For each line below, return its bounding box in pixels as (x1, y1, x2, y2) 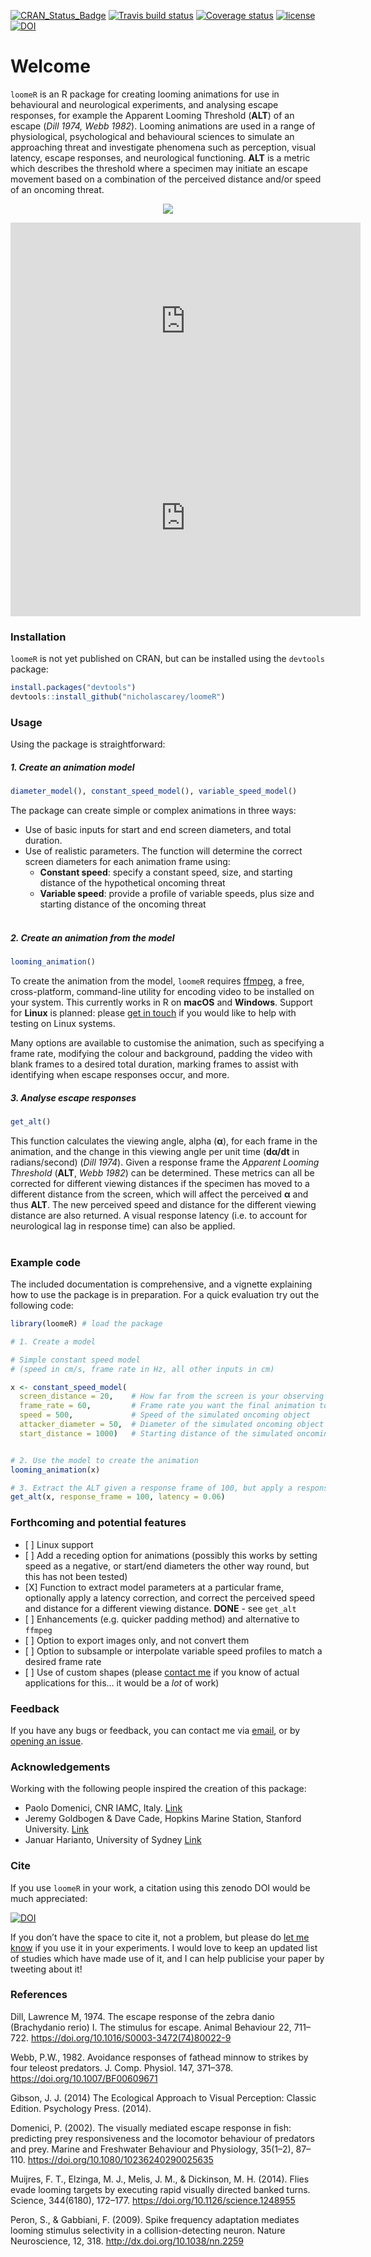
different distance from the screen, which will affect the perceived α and (10, 1188, 309, 1200)
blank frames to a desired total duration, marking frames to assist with (10, 1058, 299, 1070)
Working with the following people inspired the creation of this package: (10, 1783, 307, 1795)
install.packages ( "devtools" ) (10, 683, 137, 693)
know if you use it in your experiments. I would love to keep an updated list (10, 1941, 318, 1954)
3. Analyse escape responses (10, 1091, 137, 1104)
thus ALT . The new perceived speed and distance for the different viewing (10, 1198, 317, 1210)
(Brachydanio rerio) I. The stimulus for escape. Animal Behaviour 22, (10, 2021, 292, 2033)
